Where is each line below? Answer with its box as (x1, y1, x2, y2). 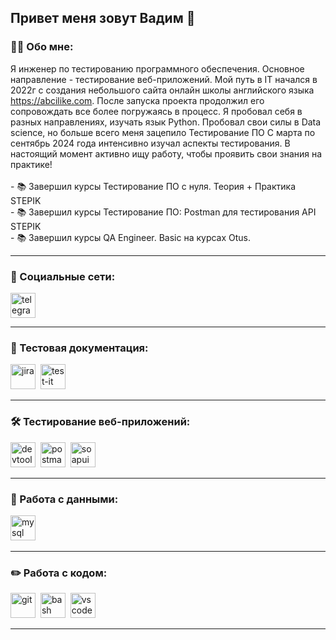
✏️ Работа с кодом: (10, 566, 108, 580)
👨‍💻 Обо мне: (10, 40, 74, 54)
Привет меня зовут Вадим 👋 (10, 10, 196, 27)
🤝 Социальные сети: (10, 269, 116, 283)
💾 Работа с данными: (10, 492, 119, 506)
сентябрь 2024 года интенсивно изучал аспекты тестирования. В (10, 137, 291, 149)
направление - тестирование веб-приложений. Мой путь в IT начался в (10, 73, 318, 85)
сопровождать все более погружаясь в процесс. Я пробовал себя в (10, 105, 303, 117)
